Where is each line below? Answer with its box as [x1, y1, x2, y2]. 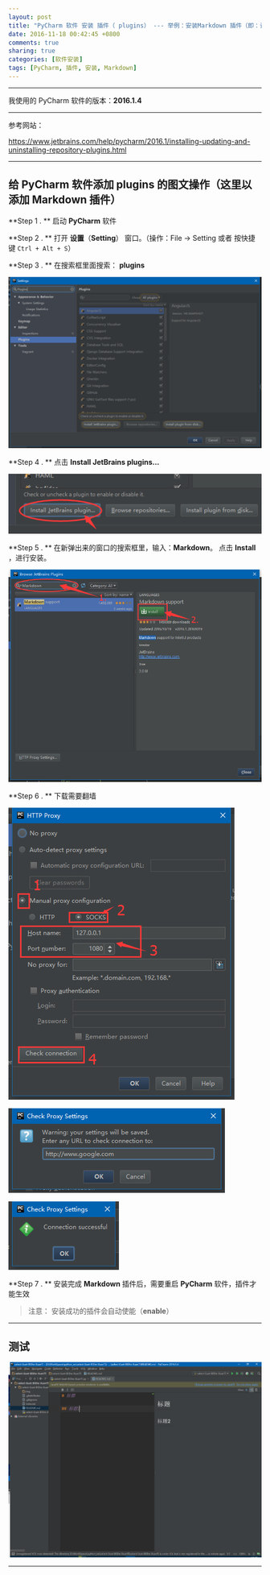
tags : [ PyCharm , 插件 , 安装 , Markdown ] [8, 64, 137, 73]
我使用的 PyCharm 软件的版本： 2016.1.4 [8, 95, 142, 105]
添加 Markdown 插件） [8, 193, 122, 207]
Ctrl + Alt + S [17, 244, 68, 253]
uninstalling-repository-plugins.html [8, 145, 127, 155]
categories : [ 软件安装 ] [8, 56, 83, 64]
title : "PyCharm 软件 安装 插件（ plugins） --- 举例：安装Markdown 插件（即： [8, 21, 260, 30]
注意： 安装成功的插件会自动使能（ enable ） [27, 1306, 174, 1316]
